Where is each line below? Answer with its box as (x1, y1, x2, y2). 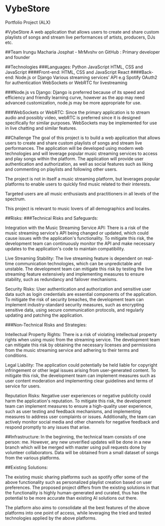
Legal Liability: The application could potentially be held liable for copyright (5, 362, 158, 368)
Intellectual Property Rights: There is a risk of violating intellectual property (5, 331, 157, 337)
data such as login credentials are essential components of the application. (5, 291, 158, 297)
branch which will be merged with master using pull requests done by (5, 444, 146, 450)
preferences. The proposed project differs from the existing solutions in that (5, 484, 159, 490)
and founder (5, 54, 31, 60)
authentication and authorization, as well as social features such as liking (5, 161, 153, 167)
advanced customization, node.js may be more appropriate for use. (5, 99, 142, 105)
